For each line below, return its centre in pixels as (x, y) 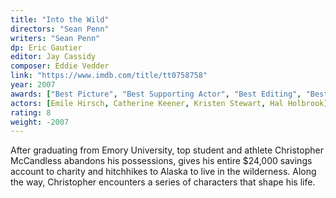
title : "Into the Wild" (60, 19)
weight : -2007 (40, 122)
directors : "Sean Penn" (60, 29)
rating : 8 (31, 112)
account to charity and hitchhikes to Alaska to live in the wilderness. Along (163, 172)
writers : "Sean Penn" (55, 38)
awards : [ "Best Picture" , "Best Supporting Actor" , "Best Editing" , (156, 94)
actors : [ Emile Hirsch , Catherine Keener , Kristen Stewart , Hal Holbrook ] (169, 103)
